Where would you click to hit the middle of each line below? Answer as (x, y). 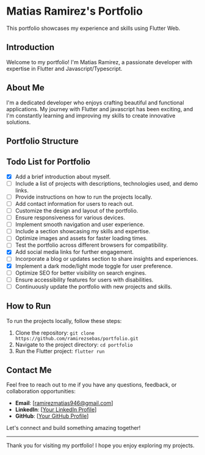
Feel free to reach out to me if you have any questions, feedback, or (92, 385)
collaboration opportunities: (41, 391)
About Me (25, 88)
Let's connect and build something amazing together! (74, 428)
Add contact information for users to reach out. (74, 203)
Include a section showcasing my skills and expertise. (83, 231)
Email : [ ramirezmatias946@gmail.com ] (64, 403)
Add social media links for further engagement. (74, 252)
